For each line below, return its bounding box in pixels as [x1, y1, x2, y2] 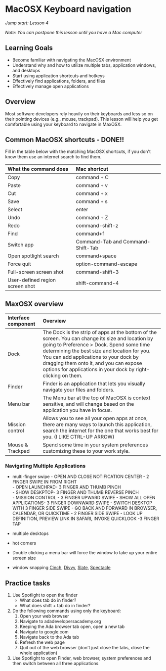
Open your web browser [19, 613, 69, 619]
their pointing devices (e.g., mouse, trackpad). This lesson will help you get [5, 116, 158, 122]
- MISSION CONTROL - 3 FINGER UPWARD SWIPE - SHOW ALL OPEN [12, 495, 156, 501]
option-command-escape [76, 261, 137, 268]
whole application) [19, 650, 58, 656]
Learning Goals [5, 44, 53, 52]
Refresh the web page [19, 639, 65, 645]
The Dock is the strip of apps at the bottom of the [42, 329, 157, 336]
